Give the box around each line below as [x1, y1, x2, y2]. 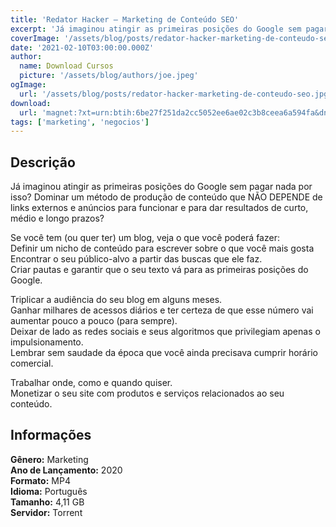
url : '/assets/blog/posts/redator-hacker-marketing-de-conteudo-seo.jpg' [19, 89, 333, 99]
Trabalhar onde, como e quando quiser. [10, 377, 173, 389]
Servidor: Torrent [10, 506, 83, 518]
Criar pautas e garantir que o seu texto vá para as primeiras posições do [10, 264, 309, 276]
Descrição [10, 154, 76, 171]
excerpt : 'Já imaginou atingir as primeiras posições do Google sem [10, 24, 302, 34]
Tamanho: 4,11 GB [10, 496, 85, 508]
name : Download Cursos [19, 61, 114, 71]
